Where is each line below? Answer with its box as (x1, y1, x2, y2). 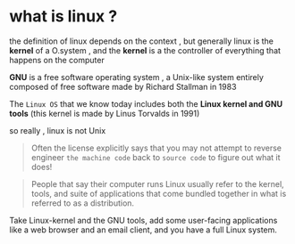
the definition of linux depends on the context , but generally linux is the (9, 36, 274, 46)
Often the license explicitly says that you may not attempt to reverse (30, 142, 282, 153)
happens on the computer (9, 54, 105, 65)
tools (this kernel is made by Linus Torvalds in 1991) (9, 108, 200, 118)
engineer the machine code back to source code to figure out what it (30, 151, 281, 162)
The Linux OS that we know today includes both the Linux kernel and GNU (9, 98, 283, 109)
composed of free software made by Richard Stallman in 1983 (9, 81, 237, 92)
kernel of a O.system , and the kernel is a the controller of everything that (9, 45, 282, 55)
